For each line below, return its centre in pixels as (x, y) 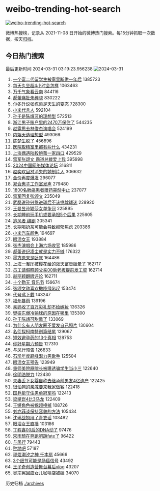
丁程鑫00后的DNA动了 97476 (42, 430)
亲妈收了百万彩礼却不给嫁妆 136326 (49, 307)
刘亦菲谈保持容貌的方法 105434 (45, 411)
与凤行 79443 (27, 442)
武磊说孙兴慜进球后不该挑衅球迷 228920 (53, 202)
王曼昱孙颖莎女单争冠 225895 (43, 208)
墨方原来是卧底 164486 (36, 257)
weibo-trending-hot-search (63, 9)
